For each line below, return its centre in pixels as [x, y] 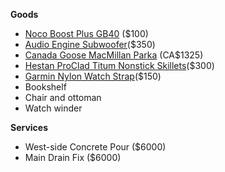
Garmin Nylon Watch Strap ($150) [93, 76]
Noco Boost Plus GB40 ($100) [86, 33]
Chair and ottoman [63, 97]
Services [29, 127]
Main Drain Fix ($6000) [73, 157]
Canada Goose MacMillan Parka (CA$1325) [114, 55]
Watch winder [53, 108]
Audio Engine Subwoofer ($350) [90, 44]
